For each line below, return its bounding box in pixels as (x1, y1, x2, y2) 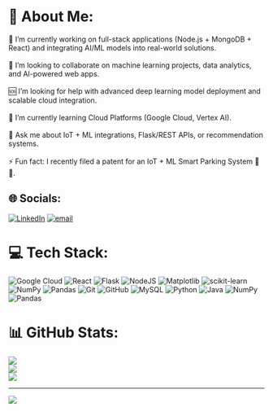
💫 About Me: (8, 7, 94, 26)
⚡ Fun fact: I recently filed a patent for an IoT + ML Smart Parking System (8, 156, 253, 166)
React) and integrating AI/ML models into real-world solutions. (8, 42, 217, 52)
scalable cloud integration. (8, 95, 97, 105)
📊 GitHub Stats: (8, 323, 119, 341)
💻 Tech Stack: (8, 243, 109, 261)
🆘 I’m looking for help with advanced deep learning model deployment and (8, 85, 262, 96)
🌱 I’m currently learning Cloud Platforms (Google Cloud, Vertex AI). (8, 112, 232, 122)
